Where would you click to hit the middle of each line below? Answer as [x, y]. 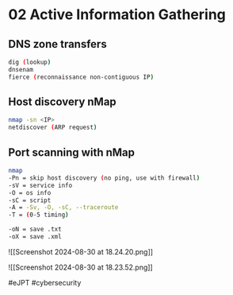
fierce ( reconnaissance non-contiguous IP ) [81, 77]
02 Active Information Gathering [117, 15]
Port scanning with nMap [72, 152]
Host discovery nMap [62, 102]
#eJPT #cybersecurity [45, 282]
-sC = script [30, 200]
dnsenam [21, 69]
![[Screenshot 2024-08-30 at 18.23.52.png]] [80, 267]
